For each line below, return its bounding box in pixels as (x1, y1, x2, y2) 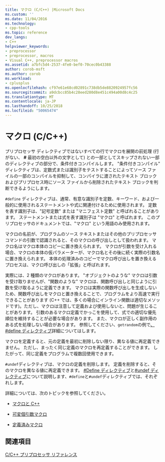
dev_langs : (5, 35, 28, 40)
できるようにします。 (9, 185, 53, 191)
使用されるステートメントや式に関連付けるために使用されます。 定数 (18, 202, 157, 208)
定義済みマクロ (12, 422, 43, 427)
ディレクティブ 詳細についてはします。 (22, 328, 99, 334)
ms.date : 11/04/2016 (5, 16, 48, 21)
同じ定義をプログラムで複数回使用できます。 (26, 350, 117, 356)
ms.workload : (5, 76, 32, 81)
